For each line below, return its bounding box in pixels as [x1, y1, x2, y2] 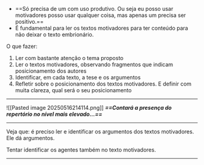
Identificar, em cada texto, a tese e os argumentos [15, 74, 141, 81]
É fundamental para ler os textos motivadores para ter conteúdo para [15, 24, 188, 32]
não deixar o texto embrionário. [15, 31, 94, 38]
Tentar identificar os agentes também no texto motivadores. [6, 146, 156, 153]
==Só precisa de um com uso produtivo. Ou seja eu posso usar [15, 5, 174, 12]
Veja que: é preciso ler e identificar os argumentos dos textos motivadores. [6, 128, 194, 135]
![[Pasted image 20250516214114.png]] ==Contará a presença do [6, 104, 172, 111]
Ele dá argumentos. [6, 135, 55, 141]
